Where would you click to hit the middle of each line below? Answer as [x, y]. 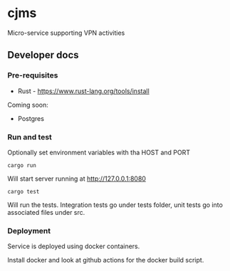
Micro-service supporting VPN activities [66, 33]
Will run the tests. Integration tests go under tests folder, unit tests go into [115, 205]
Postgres [31, 118]
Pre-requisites [33, 75]
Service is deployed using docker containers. [74, 246]
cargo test [23, 191]
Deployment [29, 230]
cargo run [22, 165]
